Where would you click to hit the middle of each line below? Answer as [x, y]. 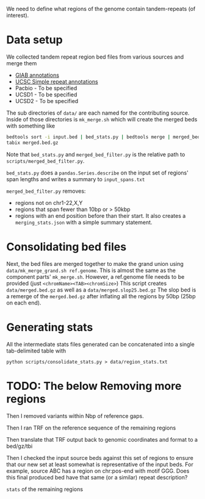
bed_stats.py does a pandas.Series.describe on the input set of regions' [98, 173]
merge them [22, 63]
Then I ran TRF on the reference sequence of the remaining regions [91, 428]
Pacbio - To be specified [46, 88]
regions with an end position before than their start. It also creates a [100, 215]
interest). [18, 15]
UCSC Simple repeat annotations [57, 81]
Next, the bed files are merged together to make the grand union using [95, 264]
